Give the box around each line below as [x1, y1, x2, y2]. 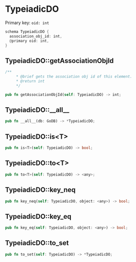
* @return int [16, 79, 45, 84]
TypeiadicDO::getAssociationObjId [5, 57, 114, 65]
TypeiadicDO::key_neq [5, 186, 76, 194]
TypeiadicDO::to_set [5, 239, 69, 247]
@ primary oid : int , [9, 38, 49, 43]
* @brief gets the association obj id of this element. [16, 74, 133, 79]
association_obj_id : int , [9, 33, 63, 39]
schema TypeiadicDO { [5, 29, 49, 34]
